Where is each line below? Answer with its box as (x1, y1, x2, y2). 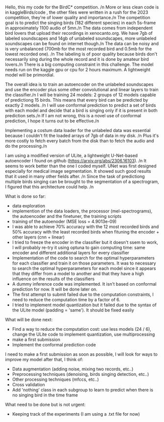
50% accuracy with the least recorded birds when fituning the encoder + (12, 229, 160, 235)
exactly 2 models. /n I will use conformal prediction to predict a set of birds (5, 103, 156, 108)
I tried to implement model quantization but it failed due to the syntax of (12, 302, 157, 308)
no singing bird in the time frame (12, 392, 78, 398)
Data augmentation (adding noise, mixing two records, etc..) (12, 366, 134, 372)
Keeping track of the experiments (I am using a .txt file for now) (12, 411, 141, 417)
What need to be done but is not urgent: (5, 402, 86, 407)
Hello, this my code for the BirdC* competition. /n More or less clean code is (5, 4, 159, 10)
